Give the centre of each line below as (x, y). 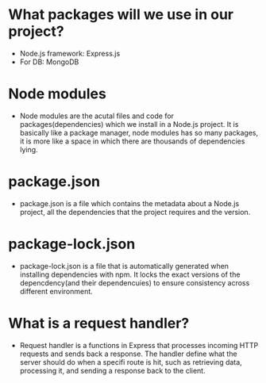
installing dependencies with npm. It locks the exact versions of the (130, 274)
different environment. (56, 291)
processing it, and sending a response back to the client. (112, 370)
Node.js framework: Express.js (70, 53)
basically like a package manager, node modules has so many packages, (139, 132)
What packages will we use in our (121, 15)
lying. (29, 149)
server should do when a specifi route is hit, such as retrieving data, (131, 362)
